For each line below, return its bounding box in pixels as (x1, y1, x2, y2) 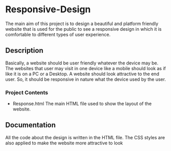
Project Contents (5, 89, 48, 96)
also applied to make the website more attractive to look (5, 140, 124, 146)
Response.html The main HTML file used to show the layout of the (12, 101, 152, 107)
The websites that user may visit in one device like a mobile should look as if (5, 65, 166, 71)
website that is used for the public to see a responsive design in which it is (5, 26, 162, 32)
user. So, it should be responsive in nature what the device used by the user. (5, 76, 166, 82)
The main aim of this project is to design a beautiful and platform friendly (5, 20, 159, 27)
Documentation (5, 121, 56, 130)
